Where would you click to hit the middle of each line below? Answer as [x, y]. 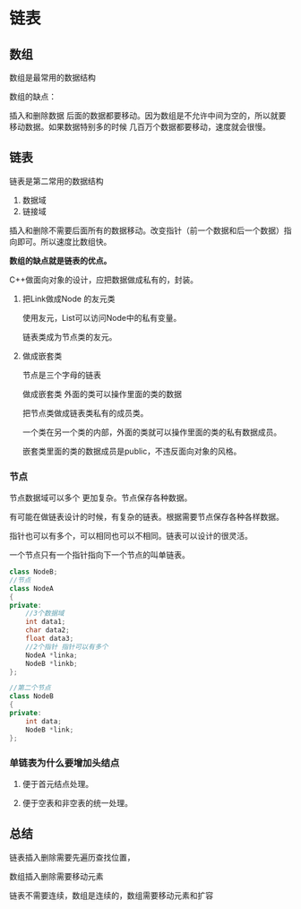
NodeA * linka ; [52, 655]
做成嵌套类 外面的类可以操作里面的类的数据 [102, 394]
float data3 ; [50, 639]
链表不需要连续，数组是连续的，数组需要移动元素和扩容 [111, 895]
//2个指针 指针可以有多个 [67, 646]
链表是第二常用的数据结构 [56, 181]
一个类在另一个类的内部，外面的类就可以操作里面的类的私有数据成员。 [152, 432]
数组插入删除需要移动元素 [56, 876]
